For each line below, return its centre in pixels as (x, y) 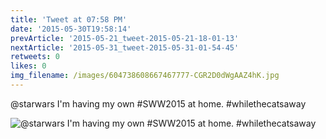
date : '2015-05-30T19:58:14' (71, 29)
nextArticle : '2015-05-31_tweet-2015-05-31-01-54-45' (125, 47)
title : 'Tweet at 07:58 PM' (69, 19)
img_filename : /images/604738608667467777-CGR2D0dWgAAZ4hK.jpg (145, 76)
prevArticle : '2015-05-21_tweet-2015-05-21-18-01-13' (125, 38)
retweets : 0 (35, 57)
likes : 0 (28, 66)
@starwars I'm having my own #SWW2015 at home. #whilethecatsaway (158, 103)
